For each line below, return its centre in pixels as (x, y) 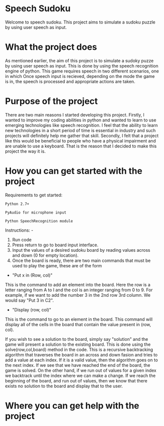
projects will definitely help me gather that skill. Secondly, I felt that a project (82, 136)
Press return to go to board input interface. (55, 245)
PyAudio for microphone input (36, 213)
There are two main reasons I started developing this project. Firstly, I (75, 115)
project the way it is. (25, 151)
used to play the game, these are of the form (57, 265)
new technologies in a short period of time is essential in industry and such (81, 130)
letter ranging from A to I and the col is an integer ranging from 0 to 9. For (79, 290)
